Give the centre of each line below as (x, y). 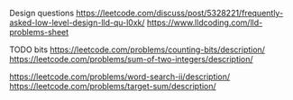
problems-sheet (39, 32)
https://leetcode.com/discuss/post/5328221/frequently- (180, 13)
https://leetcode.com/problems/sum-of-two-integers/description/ (132, 59)
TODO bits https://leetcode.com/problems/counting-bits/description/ (137, 50)
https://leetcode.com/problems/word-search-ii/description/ (120, 77)
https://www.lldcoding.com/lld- (205, 23)
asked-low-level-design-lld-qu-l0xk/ (78, 23)
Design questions (42, 13)
